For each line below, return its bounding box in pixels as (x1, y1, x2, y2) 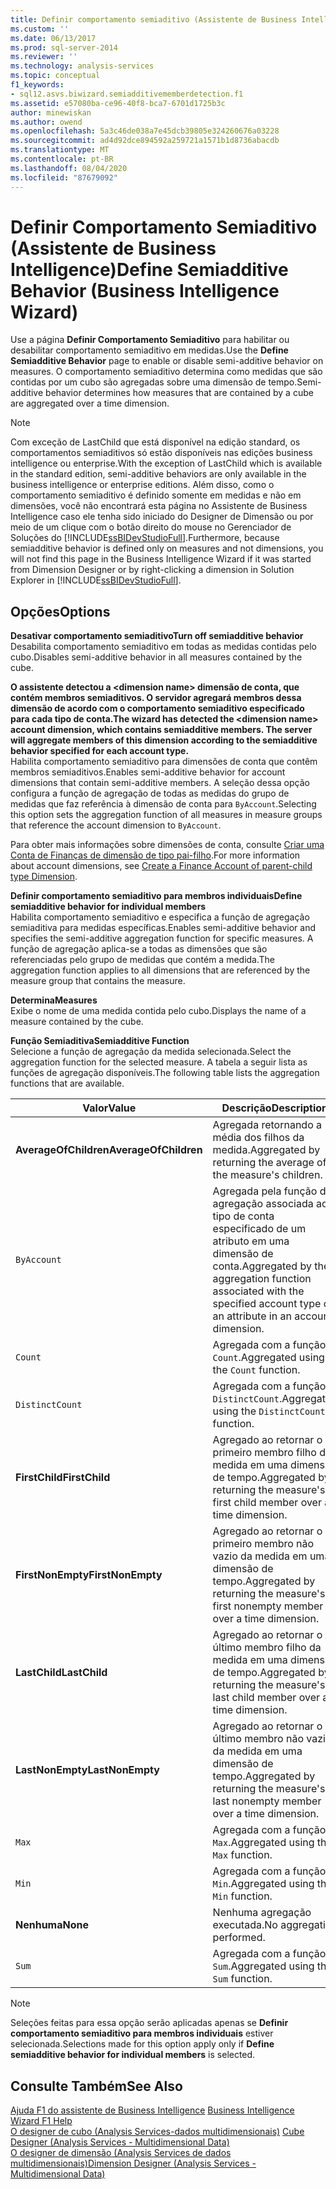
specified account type (212, 1297, 322, 1311)
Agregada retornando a (212, 1118, 322, 1132)
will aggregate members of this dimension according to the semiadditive (10, 734, 318, 746)
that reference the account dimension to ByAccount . (10, 819, 222, 831)
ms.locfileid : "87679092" (10, 172, 118, 183)
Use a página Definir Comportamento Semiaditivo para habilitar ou (10, 334, 290, 346)
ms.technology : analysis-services (10, 61, 155, 71)
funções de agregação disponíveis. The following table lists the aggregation (10, 1067, 320, 1079)
